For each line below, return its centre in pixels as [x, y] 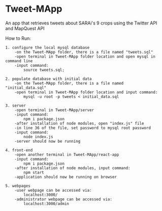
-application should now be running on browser [66, 177]
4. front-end [19, 150]
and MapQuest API [25, 28]
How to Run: [18, 38]
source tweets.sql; [44, 70]
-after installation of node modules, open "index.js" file [79, 123]
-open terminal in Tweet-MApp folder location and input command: [86, 92]
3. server [16, 106]
